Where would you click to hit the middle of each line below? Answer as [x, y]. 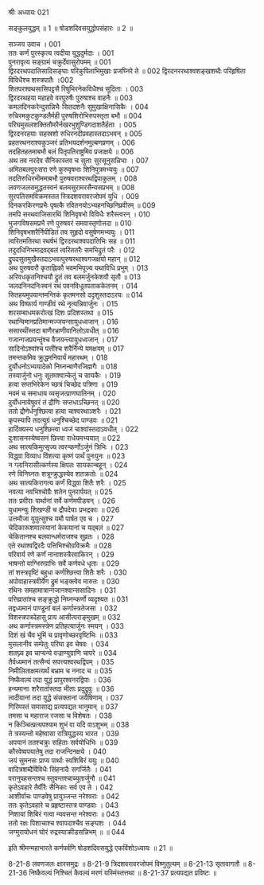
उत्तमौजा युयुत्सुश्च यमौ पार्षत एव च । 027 [61, 519]
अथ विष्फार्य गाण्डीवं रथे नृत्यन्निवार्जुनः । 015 [63, 304]
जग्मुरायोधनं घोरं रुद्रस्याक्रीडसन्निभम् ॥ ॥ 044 [67, 832]
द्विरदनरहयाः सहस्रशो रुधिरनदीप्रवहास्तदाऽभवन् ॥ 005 [76, 134]
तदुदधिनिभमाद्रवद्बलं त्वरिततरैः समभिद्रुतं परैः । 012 [72, 250]
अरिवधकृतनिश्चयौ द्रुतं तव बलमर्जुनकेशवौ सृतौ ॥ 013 [75, 277]
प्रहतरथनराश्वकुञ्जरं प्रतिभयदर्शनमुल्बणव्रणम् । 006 [72, 142]
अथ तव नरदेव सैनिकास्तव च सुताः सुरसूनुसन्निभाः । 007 [78, 160]
